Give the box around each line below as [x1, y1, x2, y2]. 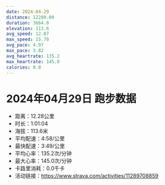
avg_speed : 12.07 [6, 31, 49, 37]
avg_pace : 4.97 [6, 42, 44, 48]
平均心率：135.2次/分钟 [14, 150, 72, 157]
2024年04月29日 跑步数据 [6, 92, 136, 105]
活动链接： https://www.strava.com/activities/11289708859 [14, 172, 159, 180]
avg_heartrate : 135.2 [6, 53, 60, 59]
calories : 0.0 [6, 64, 42, 70]
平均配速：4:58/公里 [14, 135, 65, 142]
